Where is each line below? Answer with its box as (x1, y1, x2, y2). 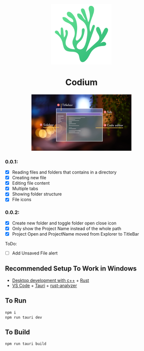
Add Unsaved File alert (12, 250, 58, 256)
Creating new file (12, 175, 47, 181)
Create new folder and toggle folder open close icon (12, 220, 117, 226)
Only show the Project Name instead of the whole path (12, 225, 122, 231)
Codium (65, 77, 98, 88)
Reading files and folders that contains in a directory (12, 169, 117, 175)
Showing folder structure (12, 191, 62, 197)
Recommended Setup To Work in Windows (5, 265, 137, 273)
